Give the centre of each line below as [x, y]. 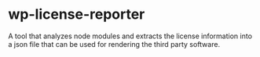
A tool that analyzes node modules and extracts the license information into [130, 36]
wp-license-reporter [77, 14]
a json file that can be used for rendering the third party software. [114, 44]
